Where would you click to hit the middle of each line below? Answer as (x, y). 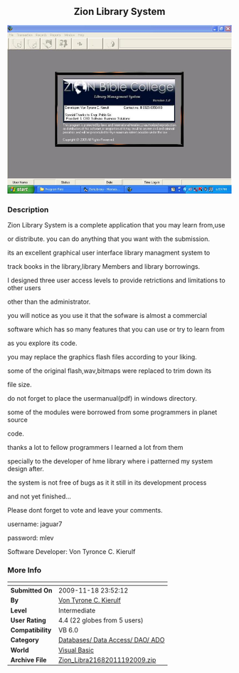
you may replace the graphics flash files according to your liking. (102, 357)
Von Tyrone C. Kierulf (89, 600)
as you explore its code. (42, 343)
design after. (26, 469)
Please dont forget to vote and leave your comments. (85, 510)
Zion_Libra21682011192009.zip (107, 659)
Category (25, 640)
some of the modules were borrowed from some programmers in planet (112, 412)
